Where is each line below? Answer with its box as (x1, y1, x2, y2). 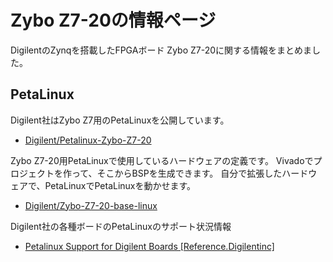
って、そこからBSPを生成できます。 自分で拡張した (71, 167, 283, 179)
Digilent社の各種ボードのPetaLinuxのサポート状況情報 (10, 220, 232, 232)
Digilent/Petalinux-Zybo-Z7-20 (24, 134, 152, 146)
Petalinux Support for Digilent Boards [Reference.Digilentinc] (24, 240, 275, 252)
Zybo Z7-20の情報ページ (10, 9, 217, 32)
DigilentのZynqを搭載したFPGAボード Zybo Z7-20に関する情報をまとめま (10, 44, 313, 56)
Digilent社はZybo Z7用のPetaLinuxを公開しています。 (10, 114, 230, 126)
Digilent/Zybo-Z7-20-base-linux (24, 199, 158, 211)
